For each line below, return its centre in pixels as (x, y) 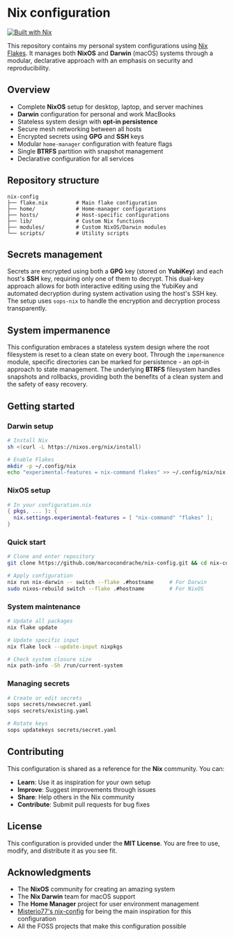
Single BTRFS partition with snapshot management (90, 151)
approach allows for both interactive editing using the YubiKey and (103, 286)
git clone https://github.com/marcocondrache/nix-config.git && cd (107, 563)
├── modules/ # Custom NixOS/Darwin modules (87, 227)
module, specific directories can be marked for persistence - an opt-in (108, 362)
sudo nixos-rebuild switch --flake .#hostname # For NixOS (106, 589)
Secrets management (55, 254)
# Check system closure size (49, 659)
